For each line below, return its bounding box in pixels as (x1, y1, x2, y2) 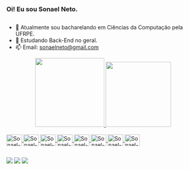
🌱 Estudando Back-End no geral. (15, 37, 98, 44)
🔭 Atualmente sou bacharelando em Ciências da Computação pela (15, 24, 183, 31)
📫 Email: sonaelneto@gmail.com (15, 43, 99, 51)
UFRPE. (15, 30, 35, 38)
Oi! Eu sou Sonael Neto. (6, 5, 78, 13)
